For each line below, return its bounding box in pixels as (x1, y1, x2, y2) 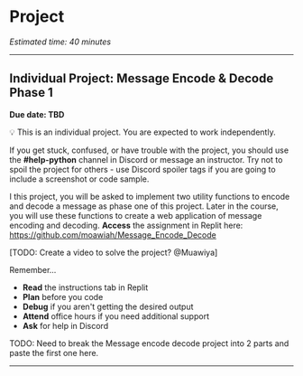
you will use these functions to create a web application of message (9, 210, 262, 221)
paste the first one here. (9, 347, 99, 358)
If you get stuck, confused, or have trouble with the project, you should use (9, 145, 289, 155)
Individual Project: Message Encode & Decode (9, 70, 274, 87)
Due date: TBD (9, 108, 65, 119)
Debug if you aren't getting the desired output (22, 301, 194, 312)
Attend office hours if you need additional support (22, 310, 210, 322)
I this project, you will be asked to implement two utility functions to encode (9, 191, 290, 202)
